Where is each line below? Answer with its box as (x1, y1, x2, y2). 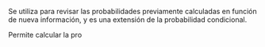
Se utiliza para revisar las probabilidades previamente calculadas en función (8, 7, 258, 16)
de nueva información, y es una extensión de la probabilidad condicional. (8, 15, 248, 24)
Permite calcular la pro (8, 31, 83, 39)
